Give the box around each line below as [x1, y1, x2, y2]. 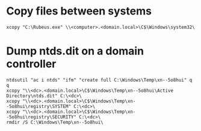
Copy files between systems [6, 4, 152, 18]
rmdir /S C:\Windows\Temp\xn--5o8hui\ [6, 119, 104, 125]
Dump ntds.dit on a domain [6, 44, 144, 58]
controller [6, 57, 57, 71]
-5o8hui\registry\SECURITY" [6, 113, 77, 120]
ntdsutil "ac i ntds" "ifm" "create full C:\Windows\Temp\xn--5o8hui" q [6, 77, 193, 83]
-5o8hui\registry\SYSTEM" [6, 103, 71, 109]
